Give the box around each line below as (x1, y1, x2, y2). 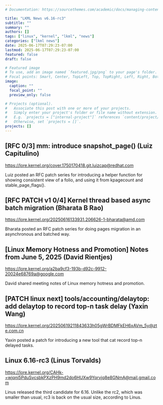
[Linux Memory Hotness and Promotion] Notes (5, 245, 149, 253)
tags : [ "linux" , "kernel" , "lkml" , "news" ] (5, 34, 95, 39)
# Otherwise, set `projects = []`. (5, 120, 81, 124)
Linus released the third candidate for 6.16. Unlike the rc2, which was (5, 389, 143, 395)
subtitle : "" (5, 20, 32, 25)
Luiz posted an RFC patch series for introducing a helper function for (5, 172, 143, 177)
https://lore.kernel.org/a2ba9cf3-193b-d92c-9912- (5, 266, 107, 272)
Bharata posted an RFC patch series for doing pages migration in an (5, 226, 141, 232)
